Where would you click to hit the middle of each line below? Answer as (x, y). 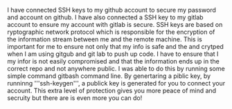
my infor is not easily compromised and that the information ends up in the (113, 61)
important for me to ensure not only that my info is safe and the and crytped (115, 47)
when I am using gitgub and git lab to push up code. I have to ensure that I (113, 54)
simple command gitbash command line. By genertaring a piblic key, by (109, 76)
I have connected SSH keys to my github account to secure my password (112, 10)
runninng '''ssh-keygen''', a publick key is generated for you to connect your (116, 83)
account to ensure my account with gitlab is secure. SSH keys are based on (115, 24)
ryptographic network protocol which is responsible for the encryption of (111, 32)
